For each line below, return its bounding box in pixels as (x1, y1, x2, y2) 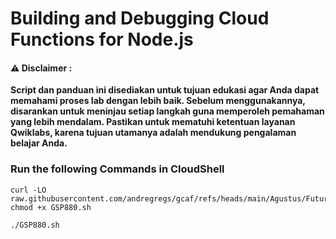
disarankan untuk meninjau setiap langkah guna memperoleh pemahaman (10, 105, 325, 117)
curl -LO (10, 185, 47, 195)
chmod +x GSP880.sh (10, 202, 92, 212)
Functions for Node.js (10, 28, 194, 51)
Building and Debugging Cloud (10, 7, 270, 30)
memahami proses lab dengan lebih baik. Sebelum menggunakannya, (10, 95, 306, 107)
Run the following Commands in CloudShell (10, 162, 225, 176)
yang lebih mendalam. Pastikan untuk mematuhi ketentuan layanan (10, 116, 296, 128)
